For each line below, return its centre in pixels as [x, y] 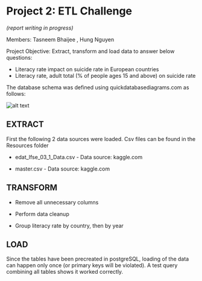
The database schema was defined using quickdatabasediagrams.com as [98, 87]
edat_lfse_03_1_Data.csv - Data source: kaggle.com [79, 157]
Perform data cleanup [42, 214]
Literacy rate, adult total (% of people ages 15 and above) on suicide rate [105, 75]
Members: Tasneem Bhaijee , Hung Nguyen [60, 39]
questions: [19, 57]
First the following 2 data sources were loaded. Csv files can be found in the [101, 139]
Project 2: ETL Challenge [69, 11]
